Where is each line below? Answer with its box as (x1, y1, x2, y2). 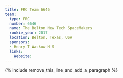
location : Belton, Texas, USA (9, 35, 72, 40)
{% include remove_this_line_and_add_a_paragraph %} (5, 67, 118, 73)
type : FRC (9, 16, 30, 21)
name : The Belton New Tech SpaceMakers (9, 26, 93, 31)
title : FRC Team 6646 (5, 7, 50, 12)
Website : (14, 53, 32, 59)
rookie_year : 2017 (9, 30, 48, 35)
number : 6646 (9, 21, 37, 26)
